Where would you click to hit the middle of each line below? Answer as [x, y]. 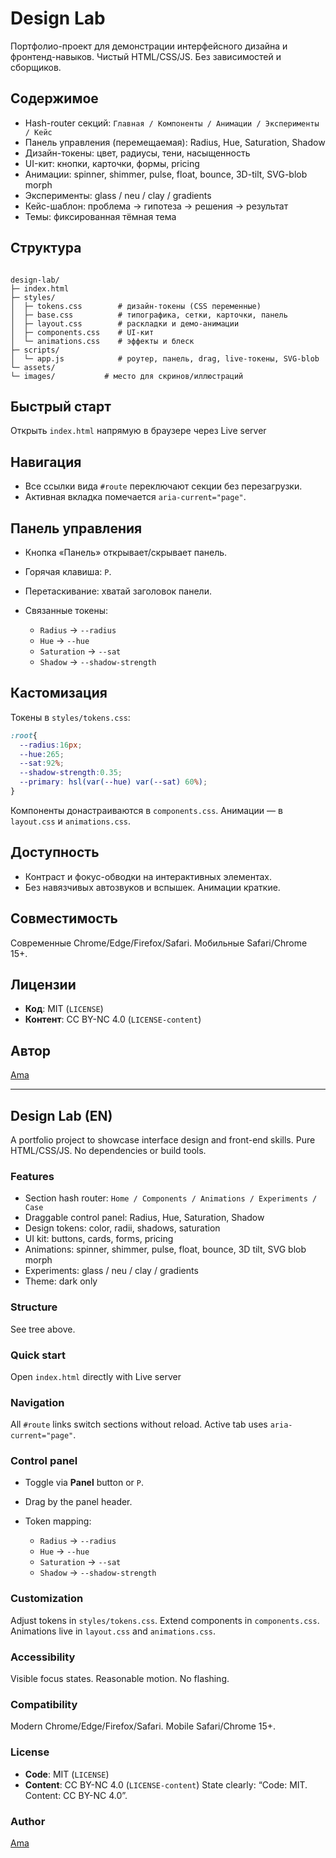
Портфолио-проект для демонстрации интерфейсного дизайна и [149, 46]
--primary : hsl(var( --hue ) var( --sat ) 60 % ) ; [113, 782]
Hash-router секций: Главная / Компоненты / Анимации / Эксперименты [172, 123]
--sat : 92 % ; [42, 763]
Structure [34, 1307]
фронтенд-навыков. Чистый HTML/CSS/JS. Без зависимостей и [146, 56]
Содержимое [54, 98]
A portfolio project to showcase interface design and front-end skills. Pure [163, 1140]
